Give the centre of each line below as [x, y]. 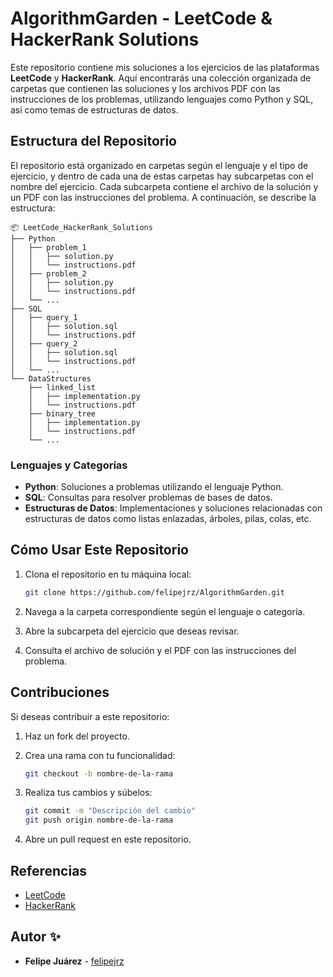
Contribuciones [60, 692]
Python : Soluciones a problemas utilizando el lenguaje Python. [154, 487]
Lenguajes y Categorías [69, 465]
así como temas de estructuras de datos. [94, 109]
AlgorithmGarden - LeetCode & [141, 18]
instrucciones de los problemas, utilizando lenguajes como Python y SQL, [162, 99]
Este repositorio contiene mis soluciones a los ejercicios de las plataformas [165, 67]
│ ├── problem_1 [48, 247]
